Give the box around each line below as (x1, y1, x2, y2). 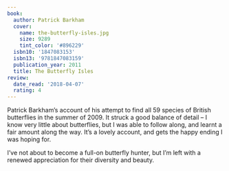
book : (7, 10, 23, 17)
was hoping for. (7, 135, 52, 143)
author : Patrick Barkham (13, 17, 85, 23)
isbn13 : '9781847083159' (13, 55, 85, 62)
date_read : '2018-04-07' (13, 81, 85, 88)
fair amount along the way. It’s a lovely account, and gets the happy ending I (7, 128, 223, 137)
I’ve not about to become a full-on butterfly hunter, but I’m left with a (7, 149, 201, 157)
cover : (13, 23, 32, 30)
